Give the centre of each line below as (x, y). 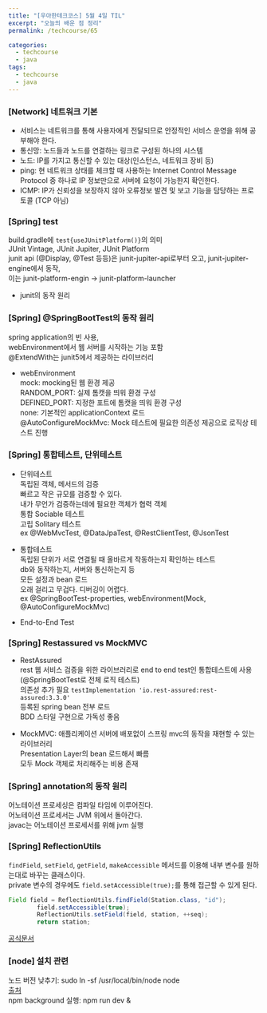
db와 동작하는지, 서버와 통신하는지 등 (77, 569)
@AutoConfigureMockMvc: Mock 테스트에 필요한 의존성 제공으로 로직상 (134, 422)
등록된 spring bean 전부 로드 (65, 707)
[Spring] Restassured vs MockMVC (78, 642)
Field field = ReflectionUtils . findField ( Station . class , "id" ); (117, 900)
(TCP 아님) (52, 200)
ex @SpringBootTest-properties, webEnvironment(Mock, (113, 598)
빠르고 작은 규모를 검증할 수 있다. (71, 494)
